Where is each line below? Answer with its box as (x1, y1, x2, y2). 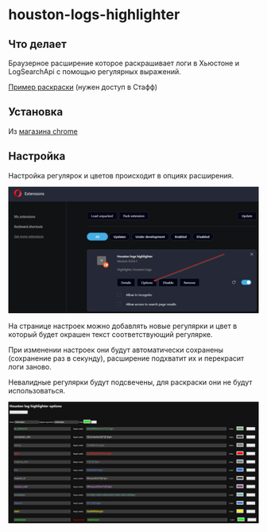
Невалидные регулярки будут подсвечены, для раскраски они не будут (8, 377, 253, 387)
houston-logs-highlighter (8, 6, 180, 24)
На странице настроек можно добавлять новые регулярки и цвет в (8, 321, 238, 331)
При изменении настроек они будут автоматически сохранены (8, 345, 224, 354)
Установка (8, 105, 64, 119)
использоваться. (8, 385, 66, 395)
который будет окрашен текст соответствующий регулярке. (8, 329, 213, 339)
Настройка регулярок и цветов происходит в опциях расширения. (8, 170, 234, 180)
